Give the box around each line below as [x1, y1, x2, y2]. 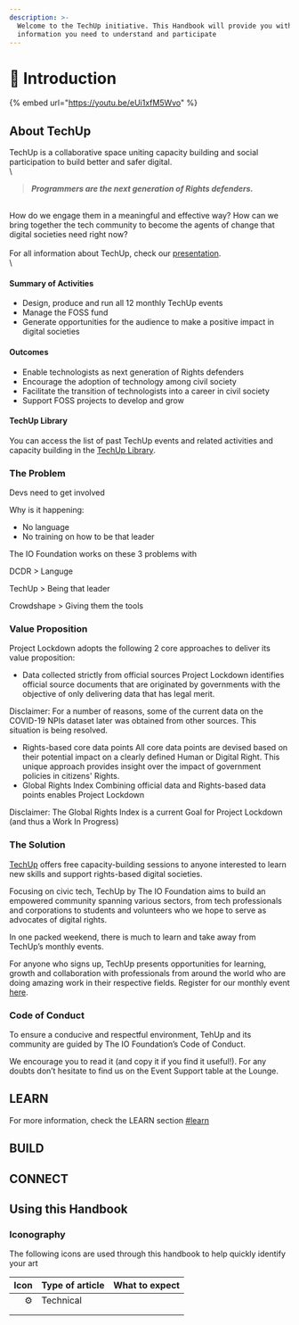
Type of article [41, 1279, 105, 1292]
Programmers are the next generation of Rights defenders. [30, 184, 254, 195]
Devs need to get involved [9, 487, 105, 498]
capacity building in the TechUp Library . [9, 444, 156, 455]
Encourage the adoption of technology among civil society [21, 376, 238, 386]
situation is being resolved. [9, 725, 109, 736]
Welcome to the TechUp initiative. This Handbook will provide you [17, 21, 273, 30]
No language [21, 522, 69, 533]
